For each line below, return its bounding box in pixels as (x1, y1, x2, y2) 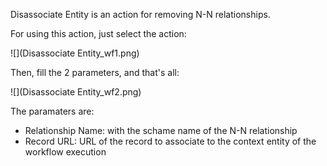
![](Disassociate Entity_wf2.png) (10, 86, 142, 98)
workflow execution (24, 146, 107, 158)
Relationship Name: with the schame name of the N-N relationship (24, 125, 298, 136)
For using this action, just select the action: (10, 28, 187, 39)
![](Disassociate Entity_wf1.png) (10, 47, 140, 59)
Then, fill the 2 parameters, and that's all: (10, 67, 180, 78)
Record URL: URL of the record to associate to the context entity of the (24, 135, 317, 147)
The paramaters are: (10, 105, 95, 117)
